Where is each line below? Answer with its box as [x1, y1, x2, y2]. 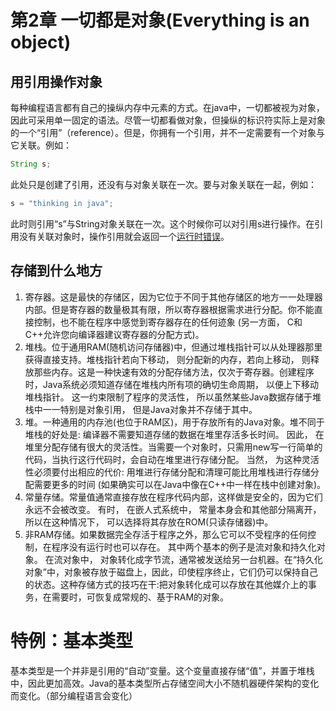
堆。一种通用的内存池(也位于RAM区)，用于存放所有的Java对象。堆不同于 [24, 416, 325, 428]
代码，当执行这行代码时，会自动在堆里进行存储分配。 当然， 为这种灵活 [24, 453, 320, 465]
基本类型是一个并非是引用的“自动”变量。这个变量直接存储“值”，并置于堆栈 [10, 664, 315, 676]
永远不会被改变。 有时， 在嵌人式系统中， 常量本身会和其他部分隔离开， [24, 503, 322, 515]
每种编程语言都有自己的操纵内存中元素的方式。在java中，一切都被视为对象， [10, 102, 325, 113]
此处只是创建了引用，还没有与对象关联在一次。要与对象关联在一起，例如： [10, 178, 317, 190]
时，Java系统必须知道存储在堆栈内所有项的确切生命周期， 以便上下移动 [24, 378, 320, 390]
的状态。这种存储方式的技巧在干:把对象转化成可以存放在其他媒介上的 [24, 578, 308, 590]
